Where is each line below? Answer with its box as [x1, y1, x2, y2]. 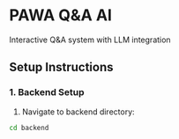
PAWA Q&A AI [9, 5, 113, 26]
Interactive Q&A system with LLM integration [9, 34, 171, 45]
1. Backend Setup [9, 86, 86, 99]
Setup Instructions [9, 60, 114, 75]
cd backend [9, 123, 49, 132]
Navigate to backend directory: [21, 106, 135, 117]
